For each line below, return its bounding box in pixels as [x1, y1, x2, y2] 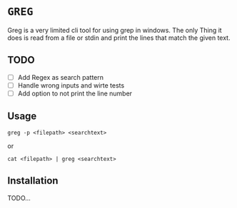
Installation [7, 175, 59, 187]
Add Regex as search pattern [17, 73, 104, 81]
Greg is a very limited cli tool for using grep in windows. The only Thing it [7, 26, 223, 34]
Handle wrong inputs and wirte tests [17, 80, 125, 90]
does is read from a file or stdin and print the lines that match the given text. [7, 33, 231, 42]
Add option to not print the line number [17, 89, 133, 98]
